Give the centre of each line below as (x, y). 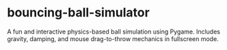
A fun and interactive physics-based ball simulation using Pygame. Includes (114, 32)
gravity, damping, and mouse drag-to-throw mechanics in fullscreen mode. (113, 38)
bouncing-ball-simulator (79, 13)
